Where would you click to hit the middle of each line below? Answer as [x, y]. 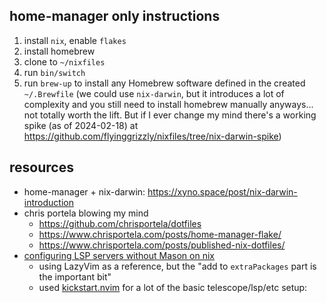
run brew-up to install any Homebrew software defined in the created [164, 83]
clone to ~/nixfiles [64, 61]
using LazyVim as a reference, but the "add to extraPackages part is [177, 266]
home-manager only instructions [115, 16]
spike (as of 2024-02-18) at [81, 125]
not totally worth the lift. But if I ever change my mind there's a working [170, 115]
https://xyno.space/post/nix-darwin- [222, 191]
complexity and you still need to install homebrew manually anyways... [168, 104]
